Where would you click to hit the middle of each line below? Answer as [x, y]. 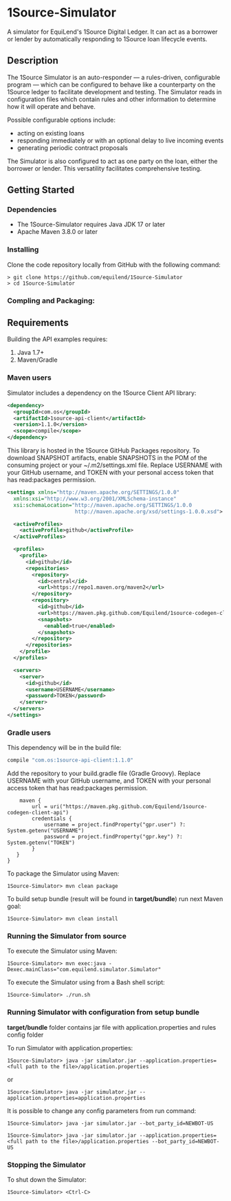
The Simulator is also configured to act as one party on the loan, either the [112, 161]
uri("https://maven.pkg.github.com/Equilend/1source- [129, 807]
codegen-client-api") [38, 813]
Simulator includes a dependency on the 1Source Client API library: [102, 393]
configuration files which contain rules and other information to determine [112, 99]
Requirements [38, 323]
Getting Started [41, 190]
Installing [23, 250]
